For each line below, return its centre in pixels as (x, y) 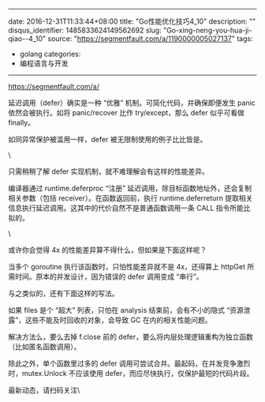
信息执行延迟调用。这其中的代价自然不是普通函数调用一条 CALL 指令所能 (126, 208)
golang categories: (50, 54)
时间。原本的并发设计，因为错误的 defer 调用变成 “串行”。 (109, 276)
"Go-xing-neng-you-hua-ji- (207, 30)
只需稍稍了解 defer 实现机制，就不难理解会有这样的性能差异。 (108, 171)
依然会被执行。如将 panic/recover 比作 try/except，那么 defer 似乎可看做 (126, 113)
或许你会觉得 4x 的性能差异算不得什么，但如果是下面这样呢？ (108, 250)
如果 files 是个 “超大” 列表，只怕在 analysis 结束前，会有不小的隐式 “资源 (126, 310)
